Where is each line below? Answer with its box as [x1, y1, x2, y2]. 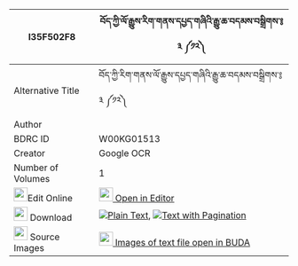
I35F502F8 [27, 31, 76, 43]
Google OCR [98, 147, 151, 159]
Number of [13, 161, 59, 174]
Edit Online [27, 192, 74, 204]
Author [13, 119, 43, 130]
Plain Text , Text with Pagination [107, 208, 247, 221]
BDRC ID [13, 133, 51, 145]
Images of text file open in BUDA [114, 237, 251, 248]
